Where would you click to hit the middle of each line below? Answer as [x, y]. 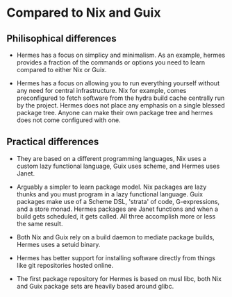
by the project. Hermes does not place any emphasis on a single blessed [121, 105]
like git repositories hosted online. [65, 265]
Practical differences [53, 142]
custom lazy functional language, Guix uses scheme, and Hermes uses [118, 166]
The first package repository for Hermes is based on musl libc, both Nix [119, 278]
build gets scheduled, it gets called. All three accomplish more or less [116, 216]
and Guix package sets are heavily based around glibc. [95, 286]
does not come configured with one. [68, 120]
